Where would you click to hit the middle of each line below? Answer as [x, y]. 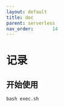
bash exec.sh [23, 99]
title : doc [20, 18]
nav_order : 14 [32, 29]
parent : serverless [31, 23]
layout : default [27, 12]
